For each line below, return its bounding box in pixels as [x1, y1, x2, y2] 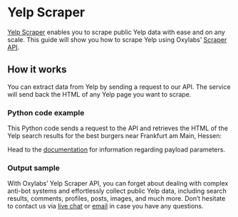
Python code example [7, 107, 85, 117]
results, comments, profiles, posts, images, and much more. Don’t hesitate [7, 194, 226, 203]
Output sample [7, 163, 61, 173]
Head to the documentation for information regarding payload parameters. [7, 145, 226, 154]
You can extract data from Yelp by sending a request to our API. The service [7, 83, 231, 91]
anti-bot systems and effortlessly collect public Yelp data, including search [7, 186, 227, 196]
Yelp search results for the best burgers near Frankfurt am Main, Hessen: [7, 132, 222, 140]
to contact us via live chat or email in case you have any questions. [7, 202, 205, 211]
